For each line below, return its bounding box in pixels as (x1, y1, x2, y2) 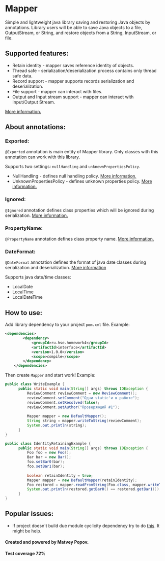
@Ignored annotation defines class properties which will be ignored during (5, 207, 154, 213)
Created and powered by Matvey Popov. (5, 539, 89, 545)
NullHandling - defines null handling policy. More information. (12, 173, 137, 179)
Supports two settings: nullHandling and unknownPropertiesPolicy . (5, 164, 140, 170)
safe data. (12, 72, 33, 79)
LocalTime (12, 289, 34, 295)
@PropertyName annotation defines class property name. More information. (5, 236, 154, 242)
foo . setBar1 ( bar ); (27, 464, 65, 469)
